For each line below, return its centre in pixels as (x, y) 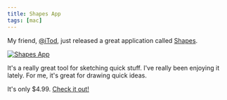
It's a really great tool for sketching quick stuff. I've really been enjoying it (113, 68)
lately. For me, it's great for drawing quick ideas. (77, 75)
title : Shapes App (34, 14)
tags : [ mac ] (25, 20)
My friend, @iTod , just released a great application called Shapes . (103, 40)
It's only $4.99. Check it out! (48, 89)
